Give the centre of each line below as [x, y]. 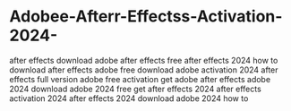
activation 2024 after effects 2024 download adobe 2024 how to [129, 98]
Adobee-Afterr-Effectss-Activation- [146, 17]
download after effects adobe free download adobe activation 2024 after [144, 70]
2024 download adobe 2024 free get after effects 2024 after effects [135, 89]
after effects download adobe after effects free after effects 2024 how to [144, 60]
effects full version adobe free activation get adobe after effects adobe [140, 79]
